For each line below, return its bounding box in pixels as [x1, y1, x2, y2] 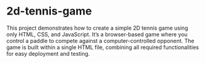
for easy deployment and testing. [6, 50, 90, 57]
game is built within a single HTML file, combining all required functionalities [6, 44, 199, 51]
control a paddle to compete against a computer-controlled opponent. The [6, 37, 195, 44]
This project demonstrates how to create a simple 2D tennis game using [6, 24, 188, 31]
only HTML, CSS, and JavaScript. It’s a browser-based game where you [6, 30, 188, 38]
